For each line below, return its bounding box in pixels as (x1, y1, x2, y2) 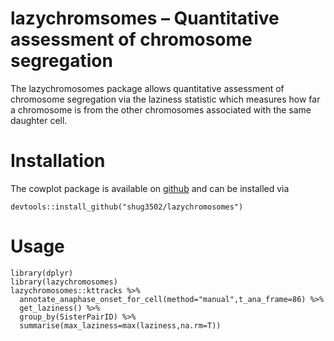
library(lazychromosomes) (10, 277, 118, 287)
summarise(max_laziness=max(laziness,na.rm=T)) (19, 320, 222, 331)
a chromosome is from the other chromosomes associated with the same (10, 103, 312, 116)
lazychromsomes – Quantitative (10, 7, 280, 30)
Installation (10, 150, 106, 172)
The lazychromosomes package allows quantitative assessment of (10, 82, 285, 94)
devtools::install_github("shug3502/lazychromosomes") (10, 202, 244, 212)
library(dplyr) (10, 268, 74, 278)
